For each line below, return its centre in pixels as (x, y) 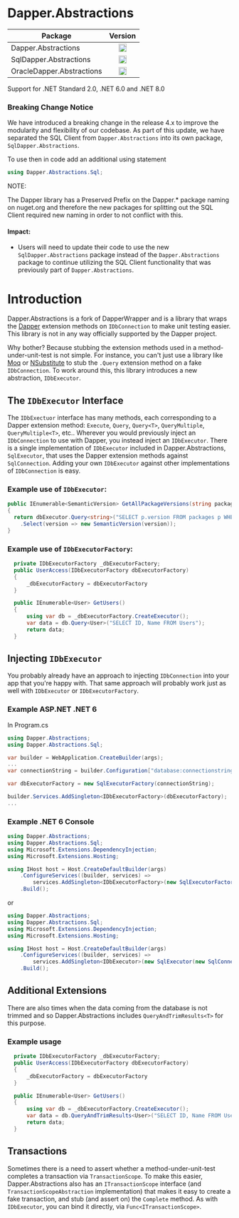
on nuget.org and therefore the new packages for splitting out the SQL (110, 208)
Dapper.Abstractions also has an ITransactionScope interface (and (104, 1184)
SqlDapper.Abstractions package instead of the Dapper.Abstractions (118, 255)
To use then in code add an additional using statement (87, 159)
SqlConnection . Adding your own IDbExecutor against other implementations (118, 463)
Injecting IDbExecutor (55, 659)
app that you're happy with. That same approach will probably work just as (117, 683)
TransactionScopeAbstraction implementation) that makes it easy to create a (119, 1191)
